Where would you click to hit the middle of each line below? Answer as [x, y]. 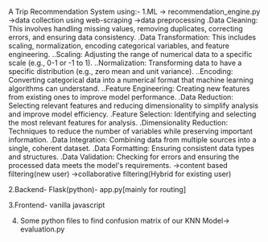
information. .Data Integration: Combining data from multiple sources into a [132, 139]
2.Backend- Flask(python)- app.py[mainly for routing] [97, 189]
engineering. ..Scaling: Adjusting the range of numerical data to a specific [130, 54]
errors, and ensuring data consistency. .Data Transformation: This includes [132, 37]
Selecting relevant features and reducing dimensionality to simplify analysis [134, 105]
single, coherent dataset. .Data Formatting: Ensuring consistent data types [132, 148]
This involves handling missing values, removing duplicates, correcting [126, 29]
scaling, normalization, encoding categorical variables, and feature [119, 46]
